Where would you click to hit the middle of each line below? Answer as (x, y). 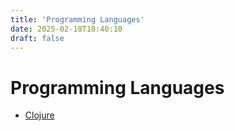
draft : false (37, 38)
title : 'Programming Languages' (77, 19)
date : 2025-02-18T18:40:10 (66, 29)
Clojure (39, 115)
